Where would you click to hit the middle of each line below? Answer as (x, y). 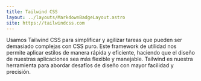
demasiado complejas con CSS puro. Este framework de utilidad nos (91, 46)
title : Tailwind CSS (32, 12)
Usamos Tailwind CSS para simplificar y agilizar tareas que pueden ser (94, 40)
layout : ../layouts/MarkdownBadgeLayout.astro (66, 17)
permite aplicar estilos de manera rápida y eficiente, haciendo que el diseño (101, 53)
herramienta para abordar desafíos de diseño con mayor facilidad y (90, 65)
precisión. (19, 72)
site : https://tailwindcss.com (46, 23)
